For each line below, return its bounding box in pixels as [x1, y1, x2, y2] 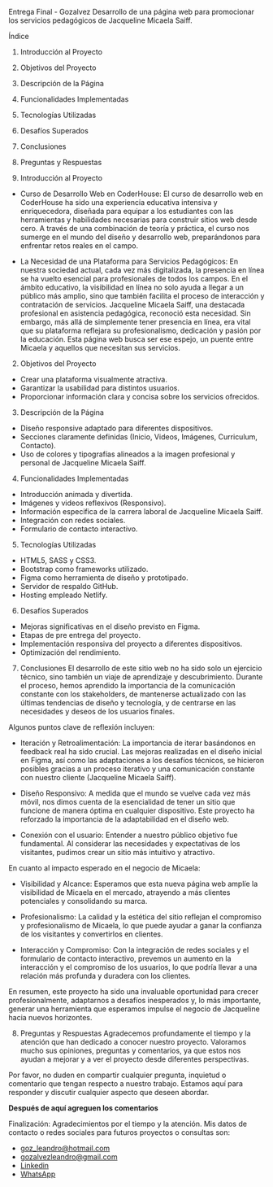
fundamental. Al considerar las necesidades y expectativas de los [19, 839, 240, 849]
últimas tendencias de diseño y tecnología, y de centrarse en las [19, 698, 236, 707]
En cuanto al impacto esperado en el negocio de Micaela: [8, 863, 201, 873]
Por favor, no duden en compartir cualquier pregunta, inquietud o [8, 1070, 227, 1080]
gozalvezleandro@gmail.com [19, 1152, 118, 1162]
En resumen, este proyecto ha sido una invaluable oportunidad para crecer [8, 987, 258, 996]
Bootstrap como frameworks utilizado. [19, 565, 149, 574]
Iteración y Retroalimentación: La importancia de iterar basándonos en [19, 738, 256, 748]
